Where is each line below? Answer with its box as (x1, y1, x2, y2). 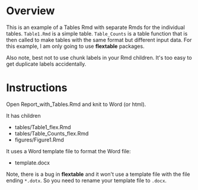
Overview (6, 4, 55, 18)
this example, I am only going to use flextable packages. (6, 43, 145, 50)
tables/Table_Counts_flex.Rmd (14, 130, 89, 137)
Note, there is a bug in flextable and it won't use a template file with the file (6, 170, 190, 178)
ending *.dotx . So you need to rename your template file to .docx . (6, 176, 167, 184)
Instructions (6, 81, 68, 95)
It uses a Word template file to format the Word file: (6, 147, 131, 154)
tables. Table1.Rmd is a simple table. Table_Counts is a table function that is (6, 30, 188, 37)
